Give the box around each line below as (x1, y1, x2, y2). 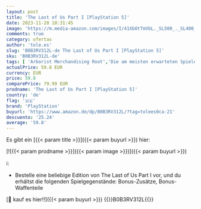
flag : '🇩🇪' (6, 97, 36, 103)
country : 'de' (6, 92, 42, 98)
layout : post (6, 8, 39, 15)
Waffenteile (14, 185, 44, 192)
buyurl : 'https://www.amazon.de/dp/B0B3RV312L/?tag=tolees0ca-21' (6, 109, 175, 115)
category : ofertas (6, 36, 52, 42)
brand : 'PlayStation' (6, 103, 60, 109)
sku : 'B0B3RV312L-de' (6, 53, 60, 59)
